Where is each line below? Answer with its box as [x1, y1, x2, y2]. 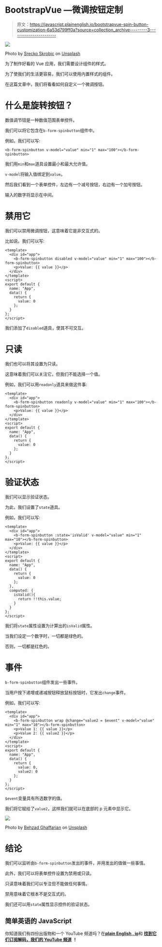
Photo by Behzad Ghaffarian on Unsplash [5, 824, 88, 830]
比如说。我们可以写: [5, 238, 45, 244]
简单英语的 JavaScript [5, 917, 72, 925]
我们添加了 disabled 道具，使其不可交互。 [5, 325, 86, 331]
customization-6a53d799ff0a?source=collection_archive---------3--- [16, 27, 156, 33]
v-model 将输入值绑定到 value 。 [5, 171, 65, 177]
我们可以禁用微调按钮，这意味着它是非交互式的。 [5, 228, 103, 233]
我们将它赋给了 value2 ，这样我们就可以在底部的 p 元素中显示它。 [5, 806, 133, 811]
